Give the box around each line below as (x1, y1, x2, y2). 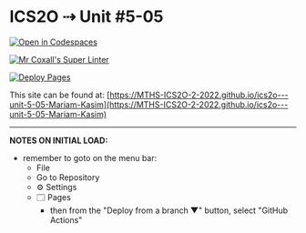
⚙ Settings (36, 181, 77, 192)
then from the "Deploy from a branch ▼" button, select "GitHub (49, 205, 289, 216)
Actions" (49, 214, 83, 225)
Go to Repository (36, 171, 100, 183)
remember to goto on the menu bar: (22, 152, 158, 163)
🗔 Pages (36, 191, 71, 202)
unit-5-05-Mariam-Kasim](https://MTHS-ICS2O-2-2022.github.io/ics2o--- (9, 98, 289, 110)
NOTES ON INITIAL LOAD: (9, 135, 108, 146)
